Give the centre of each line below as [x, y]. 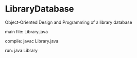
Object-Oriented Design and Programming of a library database [69, 22]
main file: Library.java [26, 31]
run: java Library [21, 50]
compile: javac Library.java [32, 41]
